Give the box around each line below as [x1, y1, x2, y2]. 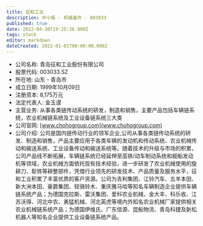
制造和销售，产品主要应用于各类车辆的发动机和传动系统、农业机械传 [26, 137, 197, 144]
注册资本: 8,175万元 [15, 91, 63, 98]
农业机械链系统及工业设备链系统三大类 [26, 114, 123, 121]
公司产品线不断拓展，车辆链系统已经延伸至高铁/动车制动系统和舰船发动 [15, 152, 194, 159]
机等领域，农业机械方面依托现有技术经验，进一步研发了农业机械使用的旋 [15, 159, 197, 167]
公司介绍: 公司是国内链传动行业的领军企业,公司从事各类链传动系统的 [15, 129, 186, 136]
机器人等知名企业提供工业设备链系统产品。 [15, 213, 123, 221]
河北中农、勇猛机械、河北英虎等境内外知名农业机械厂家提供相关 [36, 198, 197, 205]
